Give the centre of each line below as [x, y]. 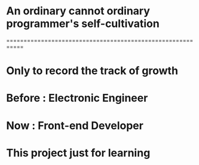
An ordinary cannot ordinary [78, 11]
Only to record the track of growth [92, 71]
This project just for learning [78, 153]
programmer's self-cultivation [83, 24]
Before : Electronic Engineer [77, 98]
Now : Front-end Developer [75, 125]
